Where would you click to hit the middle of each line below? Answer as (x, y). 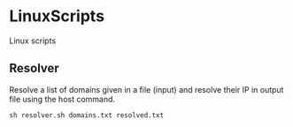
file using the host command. (62, 99)
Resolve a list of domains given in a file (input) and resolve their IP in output (146, 89)
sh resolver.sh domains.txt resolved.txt (87, 115)
